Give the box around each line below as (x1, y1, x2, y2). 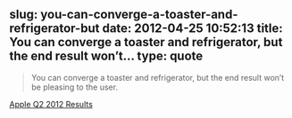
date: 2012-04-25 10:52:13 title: (102, 21, 283, 36)
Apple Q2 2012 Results (9, 98, 94, 109)
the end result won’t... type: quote (9, 49, 204, 64)
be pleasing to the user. (30, 82, 119, 92)
